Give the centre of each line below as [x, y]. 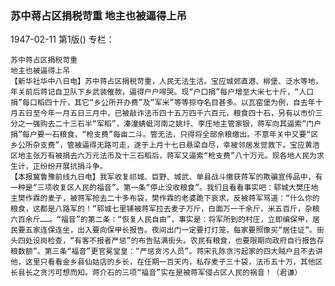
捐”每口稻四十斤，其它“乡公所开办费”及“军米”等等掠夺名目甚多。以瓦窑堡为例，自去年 [163, 103]
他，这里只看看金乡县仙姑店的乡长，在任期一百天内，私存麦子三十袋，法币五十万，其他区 [166, 262]
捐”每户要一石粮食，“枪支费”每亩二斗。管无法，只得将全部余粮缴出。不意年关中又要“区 [164, 135]
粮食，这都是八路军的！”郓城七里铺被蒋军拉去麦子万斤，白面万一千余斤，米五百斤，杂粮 [165, 209]
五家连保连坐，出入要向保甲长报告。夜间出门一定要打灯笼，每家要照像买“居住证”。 [170, 230]
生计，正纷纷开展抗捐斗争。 [59, 167]
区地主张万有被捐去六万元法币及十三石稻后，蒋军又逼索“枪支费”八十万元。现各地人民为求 [167, 156]
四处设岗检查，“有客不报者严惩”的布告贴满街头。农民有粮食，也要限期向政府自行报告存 [171, 241]
